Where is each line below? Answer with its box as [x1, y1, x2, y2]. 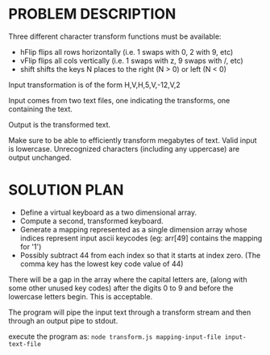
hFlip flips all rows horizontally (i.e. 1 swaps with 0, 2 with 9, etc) [19, 47, 234, 56]
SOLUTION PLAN [8, 181, 124, 199]
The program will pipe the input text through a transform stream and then [8, 307, 251, 317]
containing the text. [8, 104, 73, 114]
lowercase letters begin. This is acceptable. [8, 291, 153, 301]
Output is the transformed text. [8, 119, 111, 129]
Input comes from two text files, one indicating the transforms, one [8, 95, 231, 105]
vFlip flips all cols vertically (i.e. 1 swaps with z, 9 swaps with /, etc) [19, 56, 243, 65]
